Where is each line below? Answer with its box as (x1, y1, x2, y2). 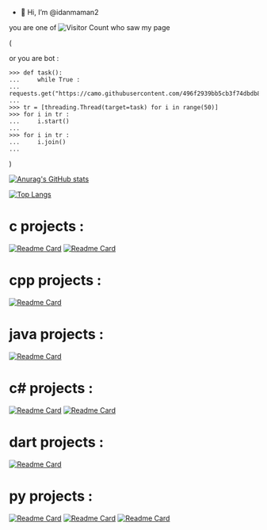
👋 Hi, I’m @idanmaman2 (20, 8, 99, 17)
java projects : (9, 326, 104, 344)
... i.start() (9, 117, 70, 125)
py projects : (9, 487, 93, 505)
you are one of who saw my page (9, 23, 170, 32)
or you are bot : (9, 54, 59, 63)
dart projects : (9, 433, 104, 451)
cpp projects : (9, 272, 102, 289)
